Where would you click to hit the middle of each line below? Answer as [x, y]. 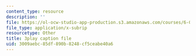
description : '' [26, 17]
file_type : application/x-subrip [47, 28]
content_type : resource [35, 11]
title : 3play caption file [39, 38]
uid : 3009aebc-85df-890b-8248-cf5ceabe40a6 [60, 44]
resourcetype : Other [31, 33]
